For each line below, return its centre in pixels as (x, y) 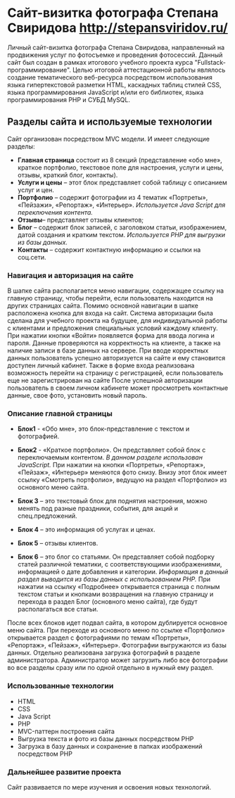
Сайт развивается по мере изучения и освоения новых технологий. (109, 787)
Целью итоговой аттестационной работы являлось (149, 70)
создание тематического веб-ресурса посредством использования (110, 77)
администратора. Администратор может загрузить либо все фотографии (118, 660)
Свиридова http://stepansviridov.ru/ (118, 28)
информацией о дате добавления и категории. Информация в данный (123, 572)
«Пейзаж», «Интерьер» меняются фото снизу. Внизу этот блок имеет (122, 472)
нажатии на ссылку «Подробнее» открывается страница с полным (119, 587)
